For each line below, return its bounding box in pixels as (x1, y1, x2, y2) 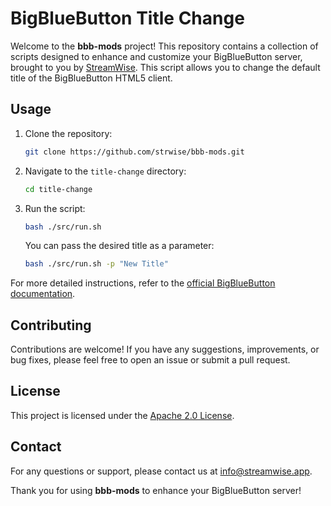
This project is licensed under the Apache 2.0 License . (10, 409, 235, 421)
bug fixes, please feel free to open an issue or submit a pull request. (10, 354, 291, 366)
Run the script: (24, 202, 86, 214)
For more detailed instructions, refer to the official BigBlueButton (10, 277, 276, 289)
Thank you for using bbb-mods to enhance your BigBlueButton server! (10, 484, 302, 496)
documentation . (10, 288, 76, 300)
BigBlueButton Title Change (10, 7, 245, 30)
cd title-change (24, 184, 93, 194)
